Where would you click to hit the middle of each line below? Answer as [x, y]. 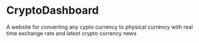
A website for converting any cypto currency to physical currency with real [99, 27]
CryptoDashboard [52, 10]
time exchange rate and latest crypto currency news [72, 33]
